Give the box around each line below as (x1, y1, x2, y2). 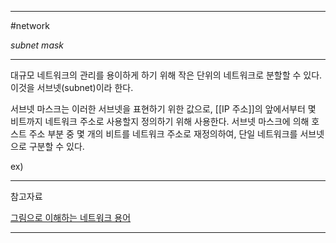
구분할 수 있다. (28, 141, 85, 152)
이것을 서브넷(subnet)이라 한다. (10, 82, 134, 93)
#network (10, 20, 50, 31)
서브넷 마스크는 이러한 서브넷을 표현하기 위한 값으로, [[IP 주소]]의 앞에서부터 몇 (10, 103, 317, 115)
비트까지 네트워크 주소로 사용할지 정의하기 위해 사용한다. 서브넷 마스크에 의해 (10, 116, 310, 127)
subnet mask (10, 39, 65, 51)
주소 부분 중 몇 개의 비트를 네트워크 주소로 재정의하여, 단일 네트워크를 (28, 128, 298, 140)
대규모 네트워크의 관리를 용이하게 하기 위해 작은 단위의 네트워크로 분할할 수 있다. (10, 69, 323, 81)
